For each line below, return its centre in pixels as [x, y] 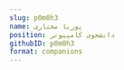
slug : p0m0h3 [34, 18]
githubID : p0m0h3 [42, 43]
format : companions [46, 52]
